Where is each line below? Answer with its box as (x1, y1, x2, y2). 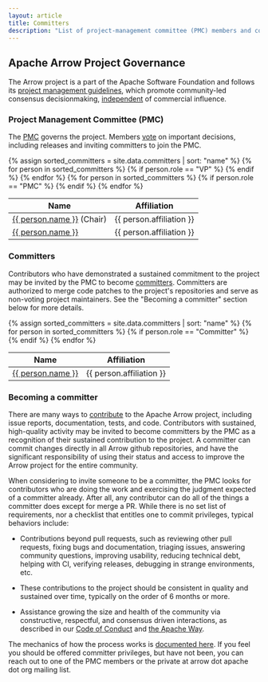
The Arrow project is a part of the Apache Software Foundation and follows (8, 77, 255, 87)
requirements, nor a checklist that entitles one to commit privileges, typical (8, 510, 254, 519)
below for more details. (8, 302, 85, 312)
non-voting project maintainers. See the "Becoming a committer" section (8, 294, 248, 304)
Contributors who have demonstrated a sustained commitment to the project (8, 269, 260, 278)
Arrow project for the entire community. (8, 460, 138, 471)
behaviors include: (8, 518, 69, 528)
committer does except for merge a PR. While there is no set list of (8, 502, 227, 511)
